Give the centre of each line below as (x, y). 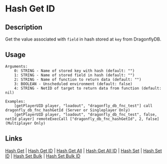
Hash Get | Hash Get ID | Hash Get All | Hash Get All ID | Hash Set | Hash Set (83, 150)
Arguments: (16, 66)
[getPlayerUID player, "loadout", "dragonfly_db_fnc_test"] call (83, 105)
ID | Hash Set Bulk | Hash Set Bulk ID (43, 156)
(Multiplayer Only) (25, 123)
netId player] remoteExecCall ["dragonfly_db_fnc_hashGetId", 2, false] (82, 119)
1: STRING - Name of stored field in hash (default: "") (75, 75)
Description (24, 27)
